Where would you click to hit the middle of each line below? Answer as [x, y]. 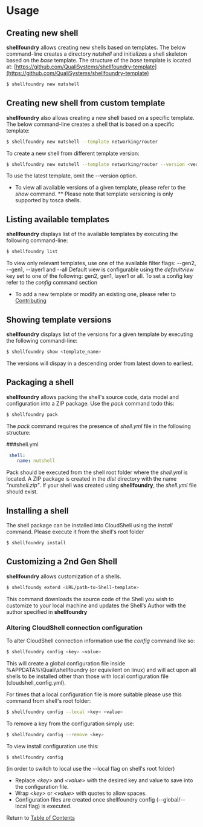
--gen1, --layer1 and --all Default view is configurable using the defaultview [100, 269]
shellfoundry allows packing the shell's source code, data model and [93, 397]
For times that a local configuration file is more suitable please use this [94, 694]
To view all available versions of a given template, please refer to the [100, 188]
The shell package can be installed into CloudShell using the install [89, 526]
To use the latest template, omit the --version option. [72, 176]
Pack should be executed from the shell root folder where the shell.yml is [97, 472]
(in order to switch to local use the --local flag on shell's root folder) [91, 769]
